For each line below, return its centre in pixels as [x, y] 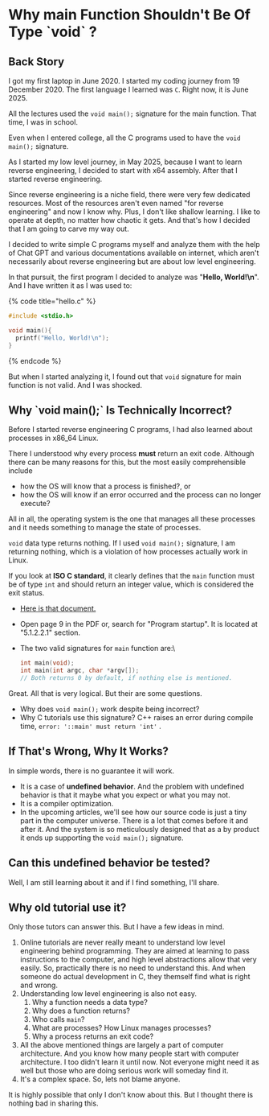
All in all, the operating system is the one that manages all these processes [132, 519]
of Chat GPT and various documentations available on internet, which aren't [134, 253]
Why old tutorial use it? [67, 907]
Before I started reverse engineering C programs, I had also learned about [130, 430]
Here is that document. [58, 608]
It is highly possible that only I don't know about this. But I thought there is [131, 1095]
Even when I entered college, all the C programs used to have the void [124, 138]
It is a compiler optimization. [67, 803]
